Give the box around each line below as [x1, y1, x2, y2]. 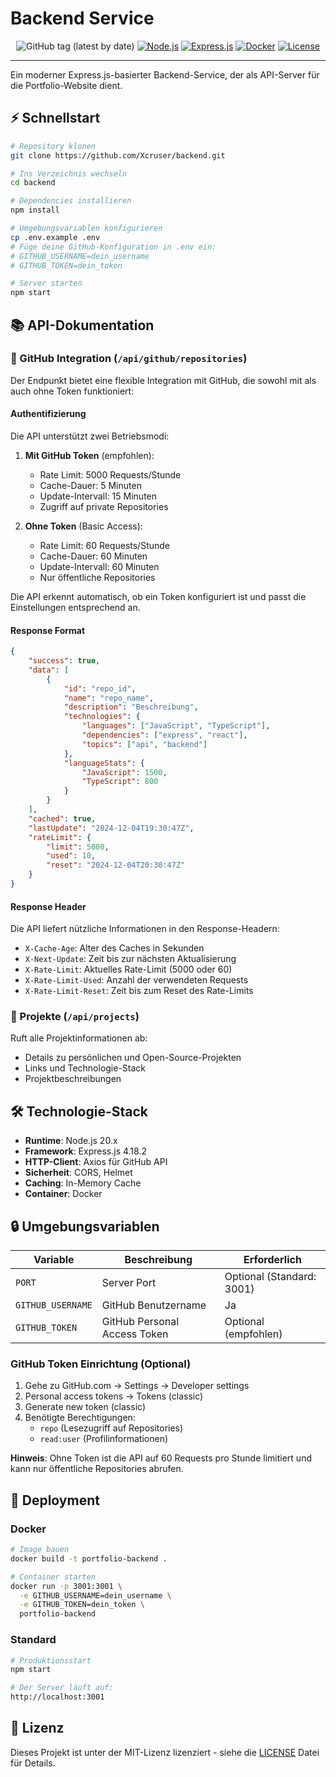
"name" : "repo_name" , [63, 693, 155, 703]
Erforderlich [243, 1253, 302, 1267]
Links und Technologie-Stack [24, 1062, 147, 1074]
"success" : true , [28, 656, 101, 666]
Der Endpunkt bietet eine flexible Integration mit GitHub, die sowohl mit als [10, 374, 317, 386]
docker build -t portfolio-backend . [10, 1553, 168, 1564]
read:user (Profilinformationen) [39, 1433, 169, 1445]
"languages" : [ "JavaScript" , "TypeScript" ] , [81, 721, 271, 731]
